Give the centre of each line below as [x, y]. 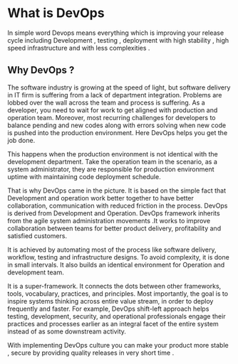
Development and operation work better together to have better [101, 198]
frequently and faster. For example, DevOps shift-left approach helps [108, 309]
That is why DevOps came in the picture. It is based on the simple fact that [117, 191]
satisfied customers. [37, 235]
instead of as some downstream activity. [67, 331]
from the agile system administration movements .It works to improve [109, 220]
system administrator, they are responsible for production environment [111, 169]
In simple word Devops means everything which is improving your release [116, 33]
